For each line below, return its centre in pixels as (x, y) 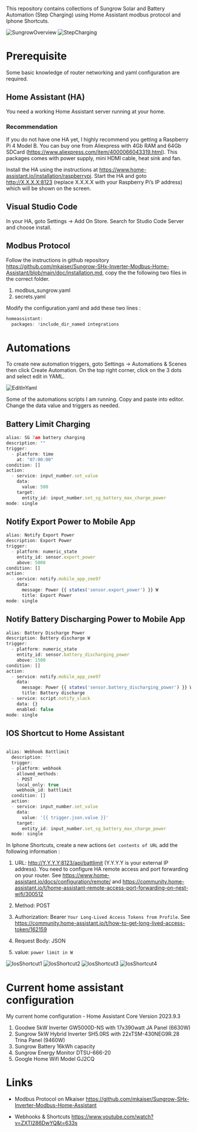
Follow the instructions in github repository (58, 260)
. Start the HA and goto (119, 176)
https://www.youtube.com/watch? (112, 1117)
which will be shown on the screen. (49, 188)
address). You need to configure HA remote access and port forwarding (101, 869)
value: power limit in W (44, 952)
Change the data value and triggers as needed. (63, 406)
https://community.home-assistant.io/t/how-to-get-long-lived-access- (100, 923)
